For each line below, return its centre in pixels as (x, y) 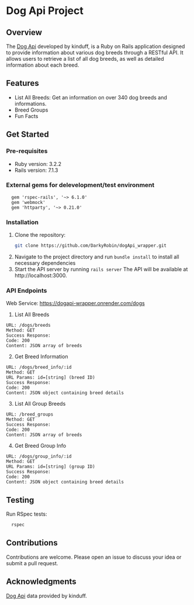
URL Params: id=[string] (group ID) (51, 467)
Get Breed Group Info (40, 446)
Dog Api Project (45, 11)
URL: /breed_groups (30, 414)
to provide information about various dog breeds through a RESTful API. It (95, 53)
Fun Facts (26, 116)
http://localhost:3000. (41, 275)
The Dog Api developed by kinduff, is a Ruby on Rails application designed (96, 46)
